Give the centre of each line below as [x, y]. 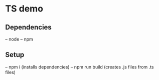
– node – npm [19, 39]
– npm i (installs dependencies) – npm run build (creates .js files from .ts [79, 67]
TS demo [24, 9]
